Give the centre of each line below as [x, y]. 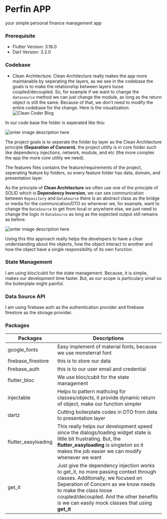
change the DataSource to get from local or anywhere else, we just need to [81, 209]
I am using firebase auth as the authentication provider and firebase [75, 307]
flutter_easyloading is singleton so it [100, 445]
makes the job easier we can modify [99, 451]
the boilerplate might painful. [35, 283]
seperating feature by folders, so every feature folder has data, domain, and [83, 172]
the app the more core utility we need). [45, 157]
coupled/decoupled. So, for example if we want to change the [76, 92]
